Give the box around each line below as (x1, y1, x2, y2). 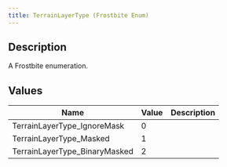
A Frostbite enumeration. (8, 61, 89, 71)
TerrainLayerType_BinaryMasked (12, 146, 134, 157)
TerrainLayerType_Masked (12, 133, 110, 144)
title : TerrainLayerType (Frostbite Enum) (8, 11, 149, 20)
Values (8, 84, 43, 97)
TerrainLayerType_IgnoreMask (12, 121, 125, 132)
